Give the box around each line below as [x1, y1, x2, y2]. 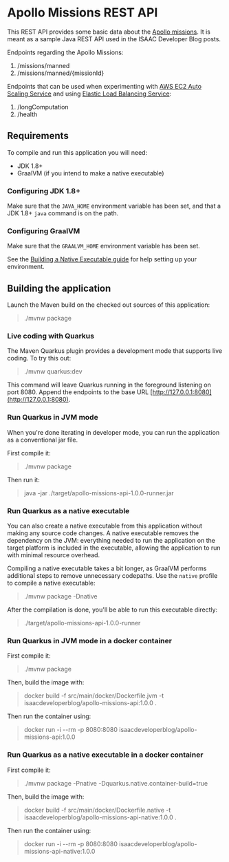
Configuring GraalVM [7, 226, 80, 235]
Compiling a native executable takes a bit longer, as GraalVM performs [7, 564, 207, 572]
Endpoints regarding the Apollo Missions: [7, 48, 124, 56]
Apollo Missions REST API [7, 5, 158, 21]
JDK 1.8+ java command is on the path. [7, 209, 119, 217]
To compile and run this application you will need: [7, 148, 148, 156]
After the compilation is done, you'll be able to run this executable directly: [7, 605, 218, 614]
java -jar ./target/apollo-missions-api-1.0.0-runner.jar [23, 488, 174, 497]
